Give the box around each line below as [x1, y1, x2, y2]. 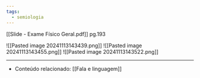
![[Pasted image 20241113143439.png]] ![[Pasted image [6, 42, 142, 49]
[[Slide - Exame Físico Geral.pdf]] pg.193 [6, 30, 106, 37]
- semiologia [11, 14, 44, 20]
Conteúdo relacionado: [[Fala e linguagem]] [14, 65, 122, 72]
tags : [6, 8, 20, 15]
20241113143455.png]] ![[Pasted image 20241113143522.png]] [6, 48, 159, 55]
